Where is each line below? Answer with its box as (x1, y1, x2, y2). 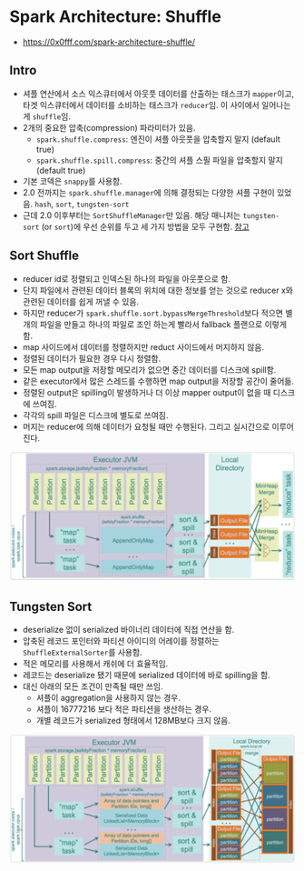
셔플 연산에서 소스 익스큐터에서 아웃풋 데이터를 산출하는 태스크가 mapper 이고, (22, 88, 295, 99)
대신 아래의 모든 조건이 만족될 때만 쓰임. (22, 681, 163, 692)
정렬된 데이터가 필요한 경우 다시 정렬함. (22, 353, 162, 364)
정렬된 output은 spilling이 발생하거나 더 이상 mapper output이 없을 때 (22, 386, 271, 397)
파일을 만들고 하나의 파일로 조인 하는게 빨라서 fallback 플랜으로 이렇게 (39, 318, 288, 329)
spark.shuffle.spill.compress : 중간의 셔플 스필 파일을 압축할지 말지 (35, 155, 283, 165)
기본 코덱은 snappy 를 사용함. (22, 175, 123, 186)
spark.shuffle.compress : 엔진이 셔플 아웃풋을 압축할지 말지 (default (35, 134, 281, 145)
